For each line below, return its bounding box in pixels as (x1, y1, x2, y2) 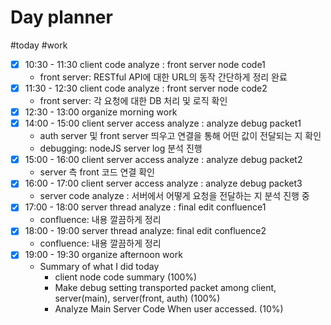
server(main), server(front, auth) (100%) (54, 292, 221, 304)
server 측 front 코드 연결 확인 (39, 166, 155, 178)
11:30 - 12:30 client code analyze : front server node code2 (24, 82, 268, 94)
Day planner (10, 6, 113, 29)
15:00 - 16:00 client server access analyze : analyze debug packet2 (24, 154, 303, 166)
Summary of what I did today (39, 260, 160, 272)
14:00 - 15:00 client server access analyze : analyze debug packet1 (24, 117, 302, 130)
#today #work (10, 39, 68, 51)
